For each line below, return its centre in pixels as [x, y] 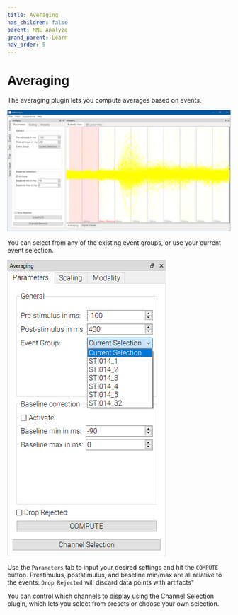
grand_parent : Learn [38, 38]
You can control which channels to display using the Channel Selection [111, 596]
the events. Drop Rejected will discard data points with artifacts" [101, 582]
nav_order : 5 [27, 45]
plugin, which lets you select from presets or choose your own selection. [113, 603]
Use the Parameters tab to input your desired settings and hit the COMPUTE [113, 567]
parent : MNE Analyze [38, 30]
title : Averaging [33, 15]
